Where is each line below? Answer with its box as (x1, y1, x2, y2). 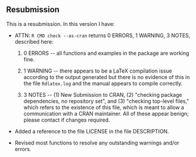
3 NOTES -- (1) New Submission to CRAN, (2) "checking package (23, 91, 182, 98)
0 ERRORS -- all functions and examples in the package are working (23, 50, 190, 57)
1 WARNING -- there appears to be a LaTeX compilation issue (23, 67, 172, 74)
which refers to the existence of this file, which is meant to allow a (23, 103, 184, 111)
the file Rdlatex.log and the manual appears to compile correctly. (23, 80, 183, 87)
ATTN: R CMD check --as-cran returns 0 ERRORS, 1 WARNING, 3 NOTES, (14, 32, 191, 39)
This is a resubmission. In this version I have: (6, 20, 115, 27)
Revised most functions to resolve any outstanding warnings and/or (14, 139, 179, 146)
